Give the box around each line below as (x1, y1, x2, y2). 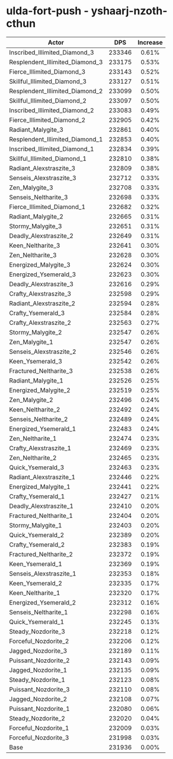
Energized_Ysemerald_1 (9, 425, 76, 433)
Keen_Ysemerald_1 (9, 559, 62, 568)
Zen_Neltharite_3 (9, 251, 57, 259)
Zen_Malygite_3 (9, 183, 53, 191)
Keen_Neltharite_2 (9, 405, 60, 413)
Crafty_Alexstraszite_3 (9, 289, 72, 298)
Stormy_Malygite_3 (9, 222, 62, 230)
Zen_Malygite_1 (9, 337, 53, 346)
